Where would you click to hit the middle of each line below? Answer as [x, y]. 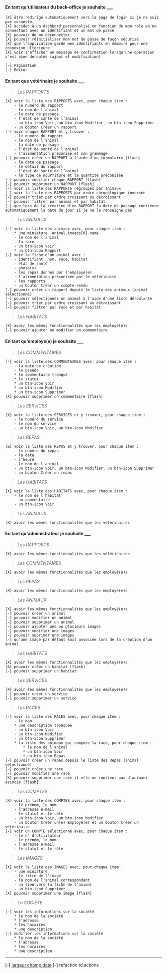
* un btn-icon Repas [44, 756]
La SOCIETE [30, 902]
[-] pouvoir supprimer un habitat [41, 671]
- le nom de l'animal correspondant [52, 880]
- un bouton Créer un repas [43, 473]
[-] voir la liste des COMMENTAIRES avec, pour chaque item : [71, 361]
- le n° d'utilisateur [38, 835]
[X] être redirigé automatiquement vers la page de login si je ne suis [82, 17]
